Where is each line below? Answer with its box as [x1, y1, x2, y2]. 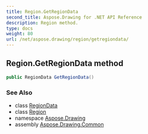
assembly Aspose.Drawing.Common [14, 120, 104, 128]
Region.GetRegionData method [6, 58, 124, 68]
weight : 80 [6, 31, 33, 37]
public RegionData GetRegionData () [6, 74, 95, 80]
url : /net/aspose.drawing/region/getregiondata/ [6, 36, 129, 42]
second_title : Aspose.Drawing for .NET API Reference [6, 14, 143, 20]
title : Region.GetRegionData [6, 8, 78, 15]
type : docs [6, 25, 33, 32]
